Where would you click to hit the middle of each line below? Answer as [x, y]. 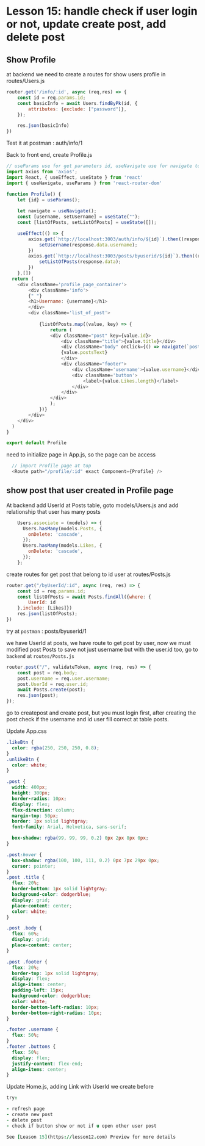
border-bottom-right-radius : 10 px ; [57, 1013]
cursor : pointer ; [34, 866]
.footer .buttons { [31, 1047]
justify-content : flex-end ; [48, 1064]
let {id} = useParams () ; [49, 200]
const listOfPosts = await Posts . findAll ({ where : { [84, 597]
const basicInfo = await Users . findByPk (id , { [77, 103]
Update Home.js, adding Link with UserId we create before [80, 1087]
